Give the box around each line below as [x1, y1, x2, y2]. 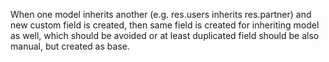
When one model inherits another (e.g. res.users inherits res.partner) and [10, 9, 312, 20]
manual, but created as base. [10, 40, 130, 52]
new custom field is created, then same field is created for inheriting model [10, 19, 320, 31]
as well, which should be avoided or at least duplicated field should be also [10, 30, 320, 41]
